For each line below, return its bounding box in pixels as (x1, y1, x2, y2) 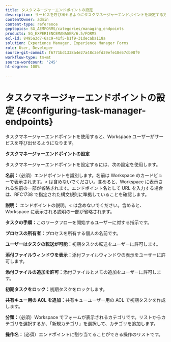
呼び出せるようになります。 (18, 140, 76, 146)
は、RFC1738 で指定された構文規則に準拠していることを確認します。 (5, 191, 150, 197)
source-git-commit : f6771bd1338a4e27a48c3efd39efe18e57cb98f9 (5, 50, 140, 55)
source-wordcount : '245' (5, 60, 58, 65)
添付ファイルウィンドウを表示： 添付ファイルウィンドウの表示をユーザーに (5, 252, 161, 258)
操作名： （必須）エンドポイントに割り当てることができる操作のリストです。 (5, 331, 163, 337)
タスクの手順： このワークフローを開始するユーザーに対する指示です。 (5, 219, 152, 225)
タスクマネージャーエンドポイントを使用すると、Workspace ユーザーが (5, 133, 155, 140)
